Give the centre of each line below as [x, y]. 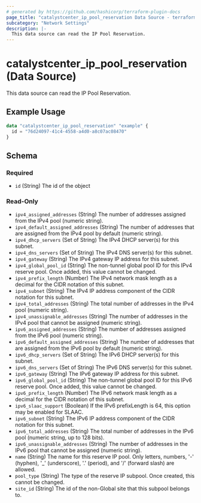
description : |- [26, 29]
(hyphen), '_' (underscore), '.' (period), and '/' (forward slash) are [95, 463]
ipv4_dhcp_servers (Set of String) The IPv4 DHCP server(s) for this [97, 240]
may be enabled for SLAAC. [49, 412]
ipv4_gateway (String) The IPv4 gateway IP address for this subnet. [97, 259]
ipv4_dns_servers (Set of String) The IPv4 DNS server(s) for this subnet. [104, 253]
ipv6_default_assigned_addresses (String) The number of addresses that [104, 342]
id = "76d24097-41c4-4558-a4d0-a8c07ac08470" [69, 131]
